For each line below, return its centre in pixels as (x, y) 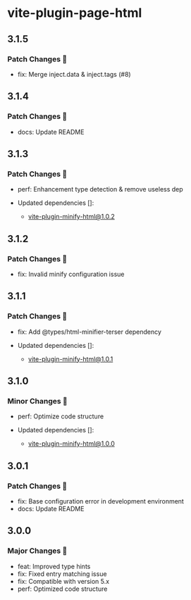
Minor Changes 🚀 (38, 401)
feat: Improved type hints (54, 566)
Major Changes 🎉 (37, 551)
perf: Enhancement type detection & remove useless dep (100, 189)
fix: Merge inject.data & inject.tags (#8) (74, 74)
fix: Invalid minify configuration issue (71, 274)
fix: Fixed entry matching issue (62, 574)
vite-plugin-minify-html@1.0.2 (71, 217)
